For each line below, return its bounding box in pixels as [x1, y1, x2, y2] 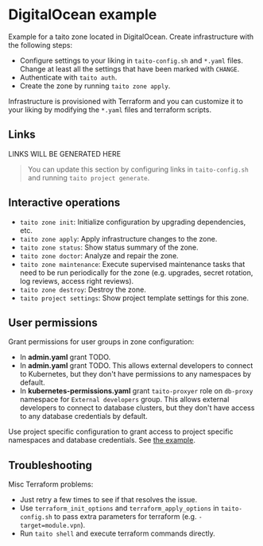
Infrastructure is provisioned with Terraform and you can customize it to [8, 96, 244, 106]
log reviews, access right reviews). [19, 276, 134, 285]
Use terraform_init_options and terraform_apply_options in [19, 503, 220, 513]
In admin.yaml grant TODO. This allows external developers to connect [19, 361, 253, 370]
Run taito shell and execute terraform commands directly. [19, 529, 216, 538]
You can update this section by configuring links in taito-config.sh [27, 165, 249, 174]
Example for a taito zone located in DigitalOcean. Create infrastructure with [8, 32, 254, 41]
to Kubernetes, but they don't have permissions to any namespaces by [19, 370, 252, 379]
